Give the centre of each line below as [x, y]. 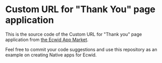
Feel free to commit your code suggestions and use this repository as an [81, 49]
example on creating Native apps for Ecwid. [51, 55]
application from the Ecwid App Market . [47, 40]
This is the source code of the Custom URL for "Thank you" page [74, 34]
